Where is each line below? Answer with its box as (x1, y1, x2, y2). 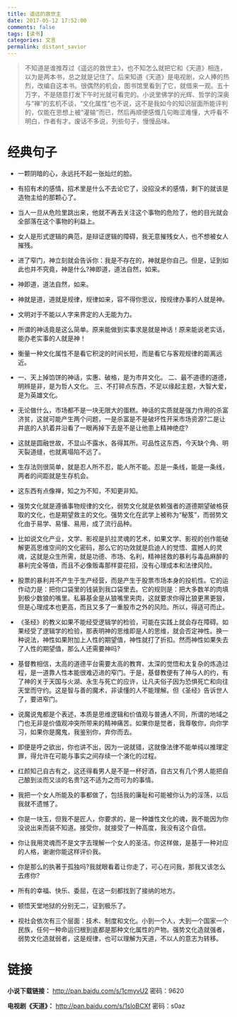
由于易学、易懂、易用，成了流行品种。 (23, 519, 136, 528)
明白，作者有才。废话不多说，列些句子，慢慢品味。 (24, 117, 174, 125)
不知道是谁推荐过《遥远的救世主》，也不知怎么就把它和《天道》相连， (24, 64, 226, 72)
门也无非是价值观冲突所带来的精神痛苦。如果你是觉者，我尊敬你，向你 (17, 718, 223, 727)
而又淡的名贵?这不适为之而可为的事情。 (42, 775, 158, 784)
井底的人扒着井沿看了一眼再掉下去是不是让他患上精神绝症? (17, 423, 189, 432)
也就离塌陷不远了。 (48, 448, 105, 456)
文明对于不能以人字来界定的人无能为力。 (17, 310, 136, 318)
